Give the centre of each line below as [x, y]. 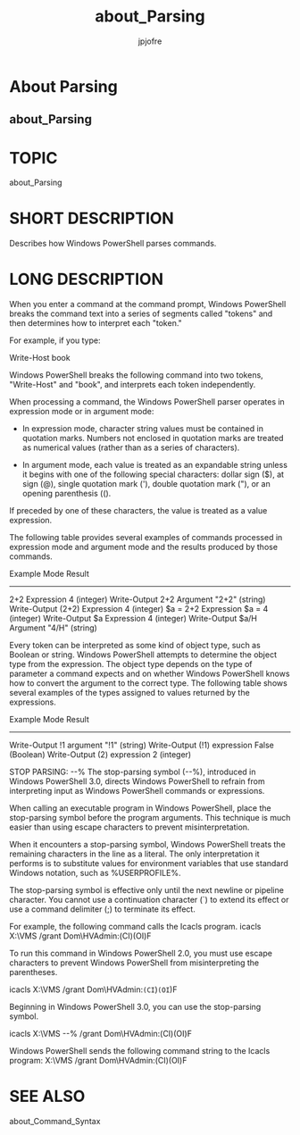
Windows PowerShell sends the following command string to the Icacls [140, 1051]
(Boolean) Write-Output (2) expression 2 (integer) [100, 755]
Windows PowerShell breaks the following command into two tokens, [136, 375]
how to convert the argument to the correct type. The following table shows [148, 683]
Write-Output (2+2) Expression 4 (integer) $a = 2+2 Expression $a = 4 [139, 609]
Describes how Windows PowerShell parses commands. [113, 244]
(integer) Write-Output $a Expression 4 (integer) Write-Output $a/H [133, 619]
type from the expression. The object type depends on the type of [131, 664]
